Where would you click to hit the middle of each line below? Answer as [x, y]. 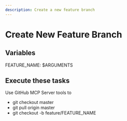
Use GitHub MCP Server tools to [38, 92]
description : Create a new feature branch [50, 10]
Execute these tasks [37, 81]
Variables [20, 53]
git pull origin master [33, 107]
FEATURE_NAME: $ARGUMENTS [39, 65]
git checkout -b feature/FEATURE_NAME [54, 113]
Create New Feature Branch [64, 34]
